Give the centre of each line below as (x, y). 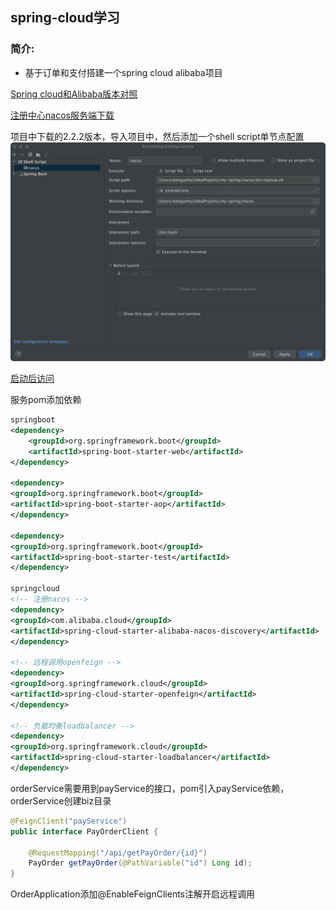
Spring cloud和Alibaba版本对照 (74, 94)
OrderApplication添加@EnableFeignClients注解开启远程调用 (133, 894)
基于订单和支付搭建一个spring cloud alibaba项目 (123, 72)
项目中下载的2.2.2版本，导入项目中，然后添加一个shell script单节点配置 (157, 136)
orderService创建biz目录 (61, 800)
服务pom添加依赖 (46, 400)
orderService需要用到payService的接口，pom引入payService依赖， (150, 788)
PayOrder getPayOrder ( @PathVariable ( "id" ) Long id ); (140, 863)
